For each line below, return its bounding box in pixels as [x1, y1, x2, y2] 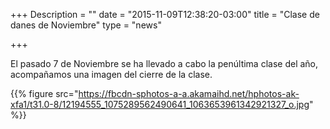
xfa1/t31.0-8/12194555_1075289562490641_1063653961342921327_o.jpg [10, 99, 310, 110]
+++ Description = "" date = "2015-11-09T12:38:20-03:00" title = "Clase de [10, 9, 320, 20]
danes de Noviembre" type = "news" [10, 19, 162, 31]
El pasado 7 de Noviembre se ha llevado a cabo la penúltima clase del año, [10, 58, 319, 69]
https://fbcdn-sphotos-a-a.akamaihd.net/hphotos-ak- [78, 88, 300, 99]
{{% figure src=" [10, 88, 79, 99]
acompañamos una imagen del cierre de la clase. [10, 69, 213, 80]
